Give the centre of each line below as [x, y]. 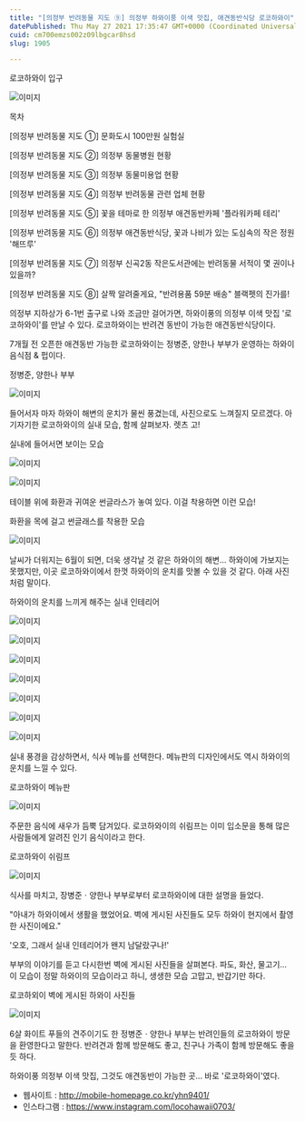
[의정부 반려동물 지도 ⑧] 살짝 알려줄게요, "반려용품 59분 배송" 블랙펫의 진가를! [150, 294]
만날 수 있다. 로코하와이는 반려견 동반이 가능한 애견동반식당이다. [163, 325]
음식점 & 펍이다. [38, 355]
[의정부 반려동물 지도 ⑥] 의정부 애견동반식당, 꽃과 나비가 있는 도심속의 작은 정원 [152, 233]
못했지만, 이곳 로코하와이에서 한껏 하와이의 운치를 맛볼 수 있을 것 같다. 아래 [141, 571]
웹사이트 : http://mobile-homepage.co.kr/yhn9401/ [116, 1096]
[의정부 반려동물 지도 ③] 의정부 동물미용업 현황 [94, 175]
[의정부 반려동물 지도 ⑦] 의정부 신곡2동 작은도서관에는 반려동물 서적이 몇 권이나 [152, 264]
